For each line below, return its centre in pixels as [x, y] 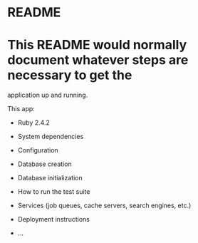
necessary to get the [70, 75]
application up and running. [48, 95]
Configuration [38, 150]
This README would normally [97, 45]
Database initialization [50, 178]
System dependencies [51, 137]
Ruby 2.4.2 [33, 123]
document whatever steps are [98, 60]
